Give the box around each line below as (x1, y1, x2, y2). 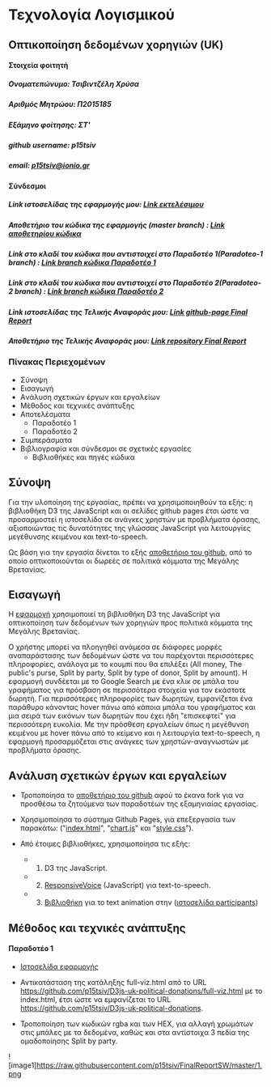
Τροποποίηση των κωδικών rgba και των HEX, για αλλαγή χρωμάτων (19, 1018, 253, 1029)
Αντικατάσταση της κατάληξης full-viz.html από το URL (19, 977, 207, 987)
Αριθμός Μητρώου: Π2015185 (8, 100, 112, 109)
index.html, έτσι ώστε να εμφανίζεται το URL (19, 994, 171, 1004)
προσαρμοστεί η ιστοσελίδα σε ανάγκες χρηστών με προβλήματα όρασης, (8, 514, 260, 524)
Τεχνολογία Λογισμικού (8, 6, 176, 24)
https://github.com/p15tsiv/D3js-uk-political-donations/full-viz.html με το (19, 986, 263, 996)
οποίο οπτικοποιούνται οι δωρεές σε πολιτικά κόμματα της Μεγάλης (8, 556, 239, 566)
